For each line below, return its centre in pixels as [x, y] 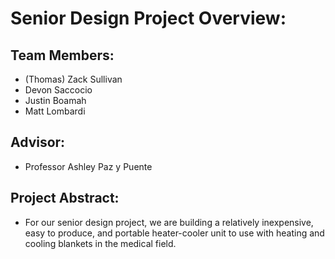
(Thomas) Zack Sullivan [73, 79]
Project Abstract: [65, 198]
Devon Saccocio [58, 90]
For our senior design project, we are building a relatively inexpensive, [169, 222]
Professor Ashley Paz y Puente [88, 166]
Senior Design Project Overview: [148, 18]
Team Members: [62, 55]
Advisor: [38, 142]
